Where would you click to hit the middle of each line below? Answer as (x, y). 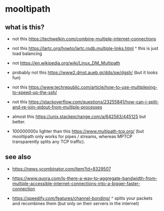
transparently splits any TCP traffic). (48, 141)
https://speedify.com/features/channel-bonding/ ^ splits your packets (82, 198)
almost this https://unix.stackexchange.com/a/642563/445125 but (79, 117)
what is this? (25, 27)
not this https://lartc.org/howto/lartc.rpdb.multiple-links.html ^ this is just (85, 48)
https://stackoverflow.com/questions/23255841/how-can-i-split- (94, 102)
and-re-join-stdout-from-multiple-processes (57, 107)
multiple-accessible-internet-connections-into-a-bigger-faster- (76, 183)
